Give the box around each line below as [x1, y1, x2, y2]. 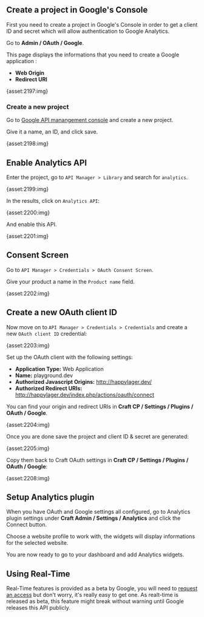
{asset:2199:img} [6, 185, 49, 193]
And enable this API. [6, 220, 57, 228]
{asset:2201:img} [6, 232, 49, 239]
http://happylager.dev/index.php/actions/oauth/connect [15, 391, 155, 398]
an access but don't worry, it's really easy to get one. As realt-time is [6, 591, 179, 599]
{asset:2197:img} [6, 87, 49, 95]
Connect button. [6, 521, 47, 528]
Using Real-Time [6, 568, 70, 579]
